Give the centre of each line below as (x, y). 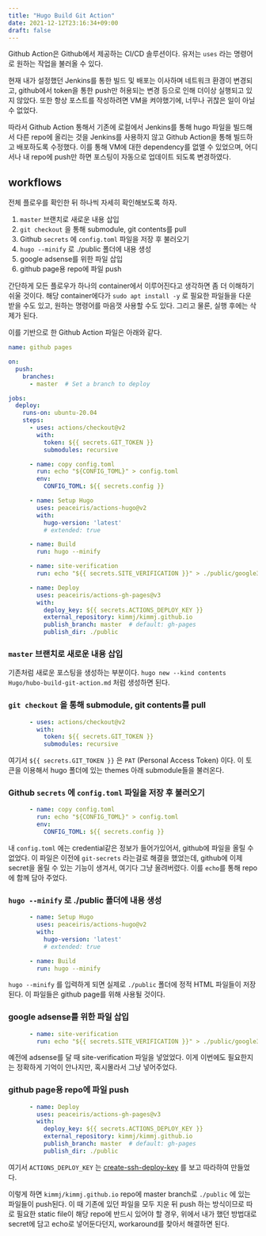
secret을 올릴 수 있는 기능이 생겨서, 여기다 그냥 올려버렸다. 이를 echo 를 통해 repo (133, 868)
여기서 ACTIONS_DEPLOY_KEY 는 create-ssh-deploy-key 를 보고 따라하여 (119, 1167)
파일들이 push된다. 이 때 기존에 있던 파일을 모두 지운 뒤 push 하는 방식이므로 (126, 1203)
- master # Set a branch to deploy (89, 384)
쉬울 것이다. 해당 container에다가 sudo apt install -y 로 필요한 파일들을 (123, 296)
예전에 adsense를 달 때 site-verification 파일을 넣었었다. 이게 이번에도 (117, 1058)
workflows (35, 182)
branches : (39, 376)
